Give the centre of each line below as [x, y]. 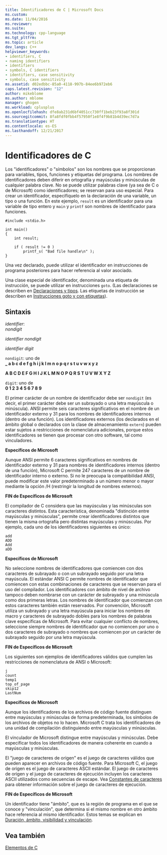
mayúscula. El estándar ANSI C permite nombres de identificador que [77, 579]
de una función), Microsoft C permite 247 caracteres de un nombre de [77, 470]
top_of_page [17, 684]
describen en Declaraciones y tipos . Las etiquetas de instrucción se [75, 291]
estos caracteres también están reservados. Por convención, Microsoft [78, 605]
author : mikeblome [24, 93]
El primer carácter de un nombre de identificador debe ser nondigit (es [79, 398]
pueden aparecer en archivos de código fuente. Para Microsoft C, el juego [82, 763]
